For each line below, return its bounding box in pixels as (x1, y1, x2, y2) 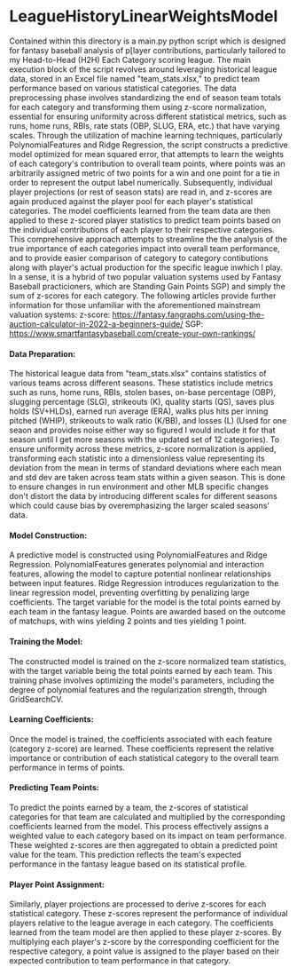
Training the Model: (9, 636, 83, 646)
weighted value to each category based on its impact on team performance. (9, 830, 287, 841)
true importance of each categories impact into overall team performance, (9, 242, 281, 254)
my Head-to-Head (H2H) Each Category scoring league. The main (9, 54, 251, 65)
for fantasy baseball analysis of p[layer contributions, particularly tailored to (9, 44, 286, 55)
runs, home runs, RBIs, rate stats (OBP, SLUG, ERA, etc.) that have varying (9, 120, 280, 131)
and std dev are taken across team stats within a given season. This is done (9, 472, 285, 483)
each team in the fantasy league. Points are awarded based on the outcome (9, 606, 286, 617)
